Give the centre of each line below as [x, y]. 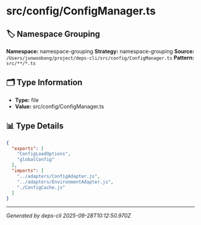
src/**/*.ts [21, 64]
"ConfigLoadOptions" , [44, 154]
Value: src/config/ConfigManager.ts [60, 106]
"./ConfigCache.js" [41, 187]
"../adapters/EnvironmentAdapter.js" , [65, 182]
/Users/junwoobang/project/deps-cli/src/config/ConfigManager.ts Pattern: [100, 58]
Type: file [27, 100]
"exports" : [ [28, 148]
